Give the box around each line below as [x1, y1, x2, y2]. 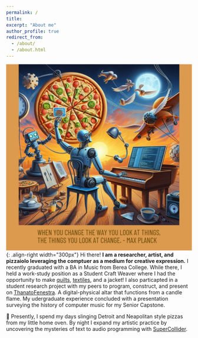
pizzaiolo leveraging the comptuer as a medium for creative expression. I [6, 257, 189, 264]
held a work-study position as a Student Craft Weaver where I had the [6, 269, 176, 277]
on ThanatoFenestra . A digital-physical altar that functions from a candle [6, 288, 183, 295]
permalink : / [6, 9, 38, 15]
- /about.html [11, 47, 46, 53]
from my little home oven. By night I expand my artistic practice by [6, 319, 167, 326]
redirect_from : [6, 34, 44, 41]
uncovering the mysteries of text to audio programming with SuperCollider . [6, 325, 187, 332]
